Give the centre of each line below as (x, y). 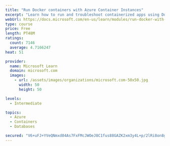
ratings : (14, 38)
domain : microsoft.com (34, 71)
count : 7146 (23, 43)
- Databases (23, 127)
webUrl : (13, 19)
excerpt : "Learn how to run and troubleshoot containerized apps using (82, 15)
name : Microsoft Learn (34, 66)
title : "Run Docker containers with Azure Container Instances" (74, 10)
